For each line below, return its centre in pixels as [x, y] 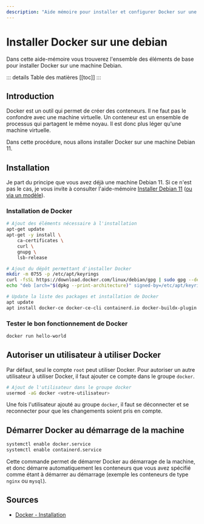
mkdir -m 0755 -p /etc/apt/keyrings [53, 274]
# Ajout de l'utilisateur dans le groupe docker [69, 387]
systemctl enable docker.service [49, 444]
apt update [20, 302]
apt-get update [25, 229]
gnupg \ [27, 252]
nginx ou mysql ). [26, 481]
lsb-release [32, 257]
